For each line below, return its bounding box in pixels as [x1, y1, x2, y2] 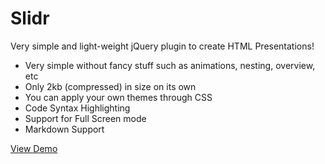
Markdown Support [24, 123, 105, 135]
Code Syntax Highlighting [24, 102, 131, 114]
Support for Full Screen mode [24, 112, 147, 124]
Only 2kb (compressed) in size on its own [24, 80, 197, 92]
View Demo [10, 142, 58, 154]
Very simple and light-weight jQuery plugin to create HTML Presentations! [10, 40, 315, 52]
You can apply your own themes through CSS [24, 91, 213, 103]
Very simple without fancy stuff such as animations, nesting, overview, [24, 59, 316, 71]
